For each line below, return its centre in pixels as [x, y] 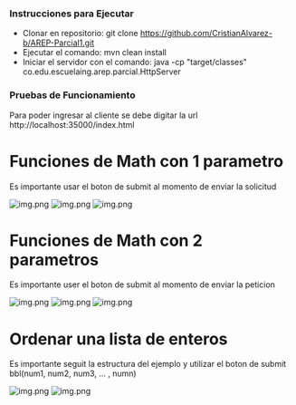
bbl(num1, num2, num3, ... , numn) [73, 373]
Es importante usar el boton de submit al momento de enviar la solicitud [143, 186]
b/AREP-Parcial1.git [58, 43]
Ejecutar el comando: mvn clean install [95, 53]
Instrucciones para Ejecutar [72, 14]
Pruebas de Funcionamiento [72, 95]
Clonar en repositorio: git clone [80, 34]
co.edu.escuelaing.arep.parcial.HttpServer [101, 72]
